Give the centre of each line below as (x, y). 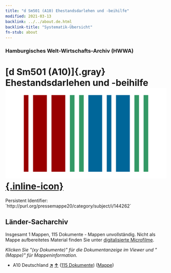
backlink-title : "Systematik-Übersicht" (49, 27)
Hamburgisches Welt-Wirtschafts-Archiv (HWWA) (70, 51)
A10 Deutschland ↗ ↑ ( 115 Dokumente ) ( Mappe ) (63, 265)
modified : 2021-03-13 (28, 16)
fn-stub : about (22, 32)
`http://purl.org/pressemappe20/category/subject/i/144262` (68, 206)
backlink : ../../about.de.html (39, 21)
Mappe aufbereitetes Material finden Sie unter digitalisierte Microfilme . (80, 240)
